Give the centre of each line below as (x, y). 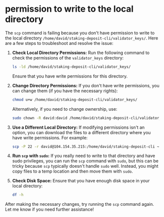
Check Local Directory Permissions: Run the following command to (81, 53)
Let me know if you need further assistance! (49, 209)
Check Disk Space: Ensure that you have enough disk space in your (81, 181)
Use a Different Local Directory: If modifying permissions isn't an (78, 127)
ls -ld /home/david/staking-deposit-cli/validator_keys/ (71, 67)
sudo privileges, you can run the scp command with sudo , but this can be (85, 161)
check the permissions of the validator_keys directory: (68, 58)
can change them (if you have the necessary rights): (65, 91)
